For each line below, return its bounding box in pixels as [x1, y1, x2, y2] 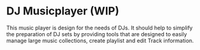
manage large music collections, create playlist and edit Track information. [6, 37, 194, 44]
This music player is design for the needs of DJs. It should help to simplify [6, 24, 193, 31]
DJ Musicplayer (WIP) [6, 4, 119, 18]
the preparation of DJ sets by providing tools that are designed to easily [6, 30, 188, 37]
